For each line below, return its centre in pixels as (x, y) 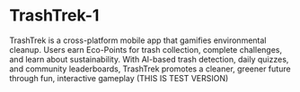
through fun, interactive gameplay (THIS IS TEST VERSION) (119, 78)
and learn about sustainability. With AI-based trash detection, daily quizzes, (149, 59)
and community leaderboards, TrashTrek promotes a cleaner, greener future (150, 69)
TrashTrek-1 (54, 16)
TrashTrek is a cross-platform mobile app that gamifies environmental (138, 40)
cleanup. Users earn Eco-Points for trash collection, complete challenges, (146, 49)
